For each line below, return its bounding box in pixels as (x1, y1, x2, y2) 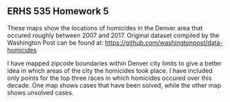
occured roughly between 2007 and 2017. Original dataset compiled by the (7, 31, 220, 39)
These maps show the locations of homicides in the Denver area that (7, 23, 203, 32)
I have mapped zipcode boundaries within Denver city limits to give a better (7, 59, 222, 68)
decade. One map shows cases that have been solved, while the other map (7, 81, 222, 89)
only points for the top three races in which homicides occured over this (7, 74, 212, 82)
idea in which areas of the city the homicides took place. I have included (7, 66, 213, 74)
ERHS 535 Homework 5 (7, 6, 109, 17)
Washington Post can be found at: (7, 38, 104, 47)
